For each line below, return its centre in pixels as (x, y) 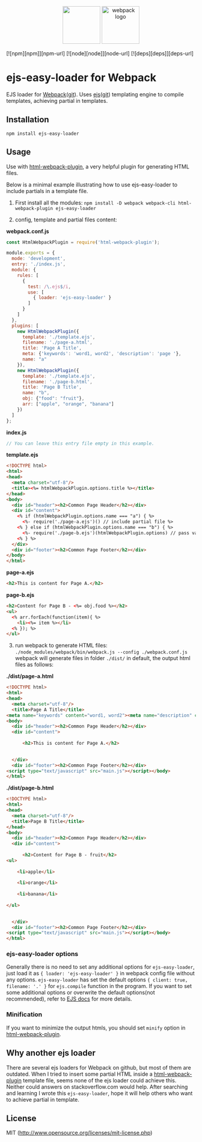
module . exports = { (31, 253)
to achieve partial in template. (43, 1099)
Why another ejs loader (51, 1053)
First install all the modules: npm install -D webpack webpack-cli (95, 202)
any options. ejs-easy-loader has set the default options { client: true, (97, 980)
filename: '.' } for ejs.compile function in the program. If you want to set (99, 986)
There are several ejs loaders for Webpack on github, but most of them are (99, 1067)
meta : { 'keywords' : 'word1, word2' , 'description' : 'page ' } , (102, 354)
